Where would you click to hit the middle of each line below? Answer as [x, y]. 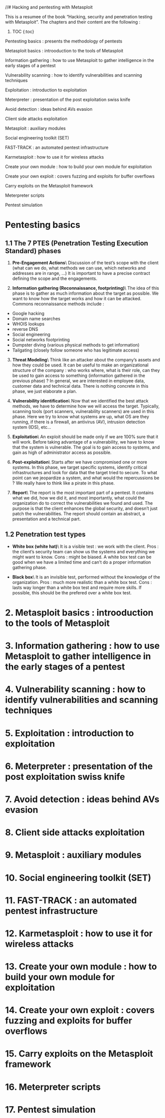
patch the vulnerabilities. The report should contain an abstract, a [79, 514]
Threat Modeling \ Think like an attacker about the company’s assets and [86, 360]
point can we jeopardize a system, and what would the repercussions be [86, 478]
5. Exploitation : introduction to [69, 733]
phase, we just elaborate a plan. [45, 391]
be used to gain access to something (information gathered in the [79, 376]
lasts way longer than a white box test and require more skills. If [77, 587]
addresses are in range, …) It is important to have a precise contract [81, 273]
